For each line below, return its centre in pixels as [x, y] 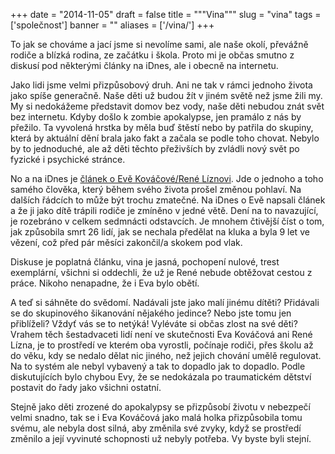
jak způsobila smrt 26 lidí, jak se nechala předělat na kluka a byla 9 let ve [160, 232]
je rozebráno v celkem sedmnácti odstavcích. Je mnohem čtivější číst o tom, [167, 221]
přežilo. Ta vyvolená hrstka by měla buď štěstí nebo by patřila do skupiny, [162, 127]
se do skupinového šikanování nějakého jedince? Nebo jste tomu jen [151, 313]
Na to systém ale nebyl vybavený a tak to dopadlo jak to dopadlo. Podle [158, 366]
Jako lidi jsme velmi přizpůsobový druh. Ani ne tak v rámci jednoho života [161, 85]
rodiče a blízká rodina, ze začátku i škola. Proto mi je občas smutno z [152, 55]
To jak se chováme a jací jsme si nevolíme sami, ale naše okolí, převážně [159, 44]
